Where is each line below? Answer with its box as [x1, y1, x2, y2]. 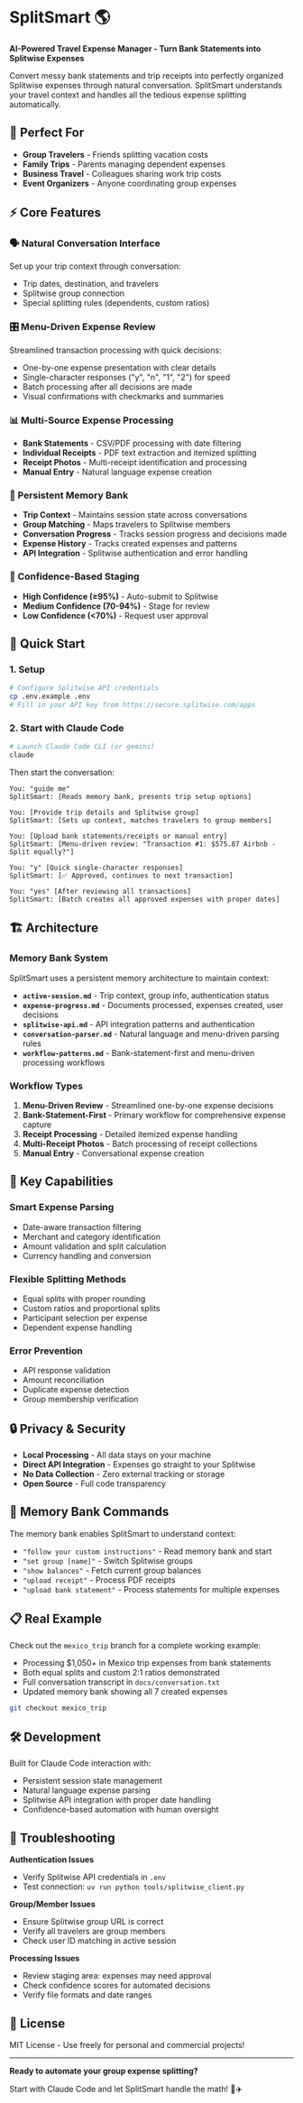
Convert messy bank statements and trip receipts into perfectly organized [9, 69, 284, 81]
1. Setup [9, 663, 45, 675]
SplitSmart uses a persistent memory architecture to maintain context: [9, 972, 270, 983]
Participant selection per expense [22, 1312, 148, 1323]
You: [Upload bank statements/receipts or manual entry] [9, 831, 228, 840]
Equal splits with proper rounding [22, 1293, 146, 1304]
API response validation [22, 1365, 111, 1376]
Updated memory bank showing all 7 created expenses [22, 1685, 228, 1696]
